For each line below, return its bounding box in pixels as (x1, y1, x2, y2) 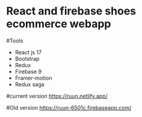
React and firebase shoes (6, 4, 137, 18)
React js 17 (14, 48, 42, 55)
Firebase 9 (14, 68, 42, 75)
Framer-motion (14, 74, 52, 81)
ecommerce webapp (6, 17, 111, 31)
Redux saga (14, 80, 45, 88)
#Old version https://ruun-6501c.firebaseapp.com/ (6, 104, 132, 111)
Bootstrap (14, 55, 40, 62)
